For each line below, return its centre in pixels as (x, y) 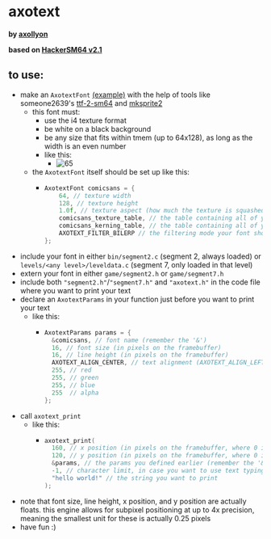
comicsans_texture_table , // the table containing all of (158, 218)
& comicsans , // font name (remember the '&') (129, 340)
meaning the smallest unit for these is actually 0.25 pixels (115, 518)
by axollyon (28, 34)
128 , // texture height (99, 203)
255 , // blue (73, 385)
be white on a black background (98, 128)
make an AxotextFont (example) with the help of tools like (115, 95)
